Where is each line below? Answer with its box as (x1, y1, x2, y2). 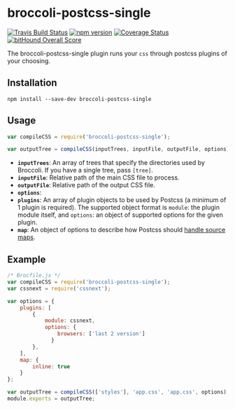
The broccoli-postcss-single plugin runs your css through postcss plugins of (7, 49, 227, 58)
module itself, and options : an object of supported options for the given (17, 210, 224, 219)
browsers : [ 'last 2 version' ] (57, 330, 145, 337)
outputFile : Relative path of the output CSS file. (17, 181, 155, 189)
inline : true (32, 363, 71, 370)
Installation (7, 77, 57, 89)
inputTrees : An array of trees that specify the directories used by (17, 159, 205, 167)
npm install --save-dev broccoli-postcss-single (7, 95, 152, 102)
